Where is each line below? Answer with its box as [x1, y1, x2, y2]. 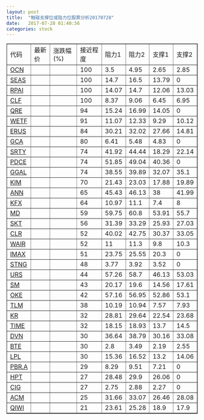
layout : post [6, 8, 39, 15]
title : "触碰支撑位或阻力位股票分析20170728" [6, 15, 114, 21]
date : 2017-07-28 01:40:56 [6, 20, 80, 26]
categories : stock [6, 25, 53, 32]
